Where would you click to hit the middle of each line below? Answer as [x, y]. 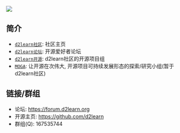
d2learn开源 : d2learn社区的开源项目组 [60, 58]
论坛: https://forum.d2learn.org [52, 109]
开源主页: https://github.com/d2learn [59, 116]
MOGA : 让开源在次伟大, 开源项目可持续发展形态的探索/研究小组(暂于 [94, 66]
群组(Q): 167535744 [39, 124]
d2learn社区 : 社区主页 [40, 44]
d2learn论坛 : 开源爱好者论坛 [48, 51]
